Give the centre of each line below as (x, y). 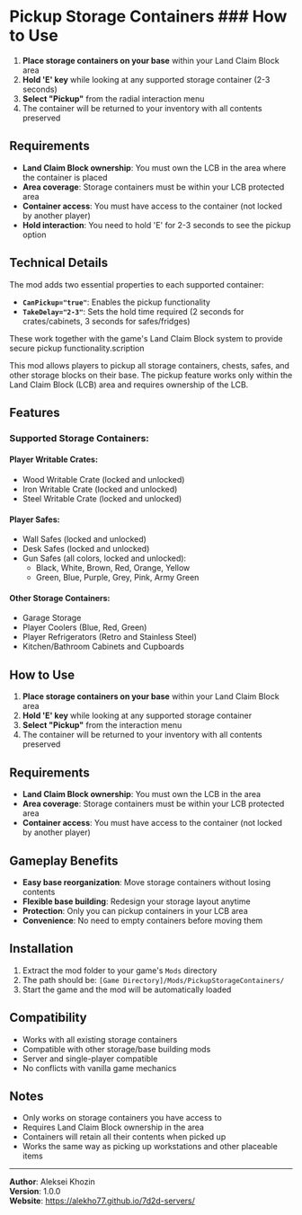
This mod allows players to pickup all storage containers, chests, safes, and (150, 365)
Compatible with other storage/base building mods (116, 1049)
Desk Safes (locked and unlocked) (86, 549)
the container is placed (65, 177)
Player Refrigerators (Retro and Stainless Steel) (110, 637)
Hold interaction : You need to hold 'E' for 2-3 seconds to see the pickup (156, 225)
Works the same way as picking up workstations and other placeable (150, 1147)
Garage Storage (52, 618)
